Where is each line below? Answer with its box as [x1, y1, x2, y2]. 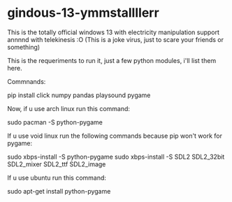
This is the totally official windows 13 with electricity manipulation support [7, 28, 220, 36]
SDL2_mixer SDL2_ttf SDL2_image [7, 159, 106, 168]
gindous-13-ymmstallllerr [7, 5, 159, 21]
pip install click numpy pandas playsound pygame [7, 91, 151, 99]
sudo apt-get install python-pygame [7, 187, 111, 195]
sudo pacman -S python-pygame [7, 117, 103, 127]
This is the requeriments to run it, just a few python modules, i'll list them [7, 56, 217, 64]
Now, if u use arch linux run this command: [7, 104, 131, 113]
